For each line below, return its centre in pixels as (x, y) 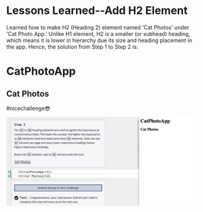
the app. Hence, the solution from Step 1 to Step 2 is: (72, 47)
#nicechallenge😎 (28, 108)
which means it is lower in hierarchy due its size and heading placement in (99, 40)
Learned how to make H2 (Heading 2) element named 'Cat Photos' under (98, 27)
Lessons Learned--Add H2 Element (97, 11)
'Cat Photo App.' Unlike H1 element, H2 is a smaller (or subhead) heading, (98, 33)
